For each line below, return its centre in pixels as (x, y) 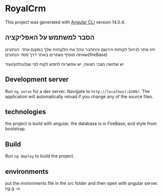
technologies (26, 111)
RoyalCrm (26, 9)
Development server (37, 80)
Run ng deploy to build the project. (40, 156)
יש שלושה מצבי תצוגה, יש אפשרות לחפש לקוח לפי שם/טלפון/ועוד (65, 64)
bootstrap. (15, 129)
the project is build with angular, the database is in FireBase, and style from (81, 123)
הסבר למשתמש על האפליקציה (50, 37)
